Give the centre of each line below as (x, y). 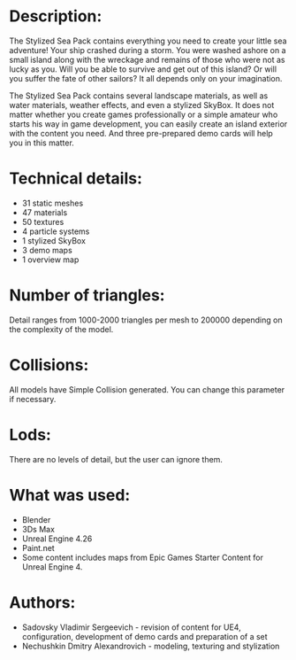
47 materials (45, 212)
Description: (56, 16)
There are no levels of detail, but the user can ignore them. (116, 459)
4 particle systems (56, 231)
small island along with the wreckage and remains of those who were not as (147, 59)
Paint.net (38, 547)
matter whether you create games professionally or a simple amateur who (144, 114)
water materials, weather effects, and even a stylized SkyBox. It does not (142, 105)
